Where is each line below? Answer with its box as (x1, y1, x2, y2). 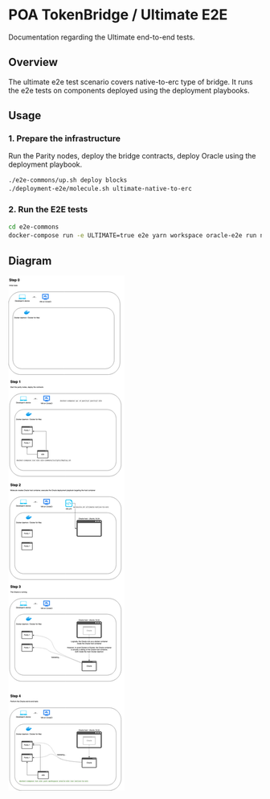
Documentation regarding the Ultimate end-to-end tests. (8, 32, 195, 42)
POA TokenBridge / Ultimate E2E (8, 6, 228, 24)
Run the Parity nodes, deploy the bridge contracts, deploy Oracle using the (8, 151, 256, 161)
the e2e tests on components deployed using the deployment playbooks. (8, 85, 251, 95)
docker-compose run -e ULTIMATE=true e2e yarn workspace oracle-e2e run (8, 232, 257, 240)
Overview (8, 56, 59, 69)
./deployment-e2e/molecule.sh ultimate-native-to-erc (8, 185, 193, 193)
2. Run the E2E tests (8, 204, 88, 215)
